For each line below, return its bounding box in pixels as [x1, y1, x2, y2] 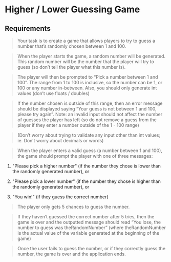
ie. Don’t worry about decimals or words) [17, 138, 104, 143]
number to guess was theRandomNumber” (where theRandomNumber [17, 224, 166, 231]
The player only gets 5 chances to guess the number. [17, 204, 130, 210]
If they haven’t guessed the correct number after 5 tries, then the [17, 214, 155, 219]
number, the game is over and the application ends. [17, 251, 126, 257]
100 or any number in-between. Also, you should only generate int [17, 85, 157, 91]
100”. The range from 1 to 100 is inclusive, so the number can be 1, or [17, 80, 163, 85]
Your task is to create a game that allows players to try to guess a [17, 38, 156, 44]
